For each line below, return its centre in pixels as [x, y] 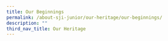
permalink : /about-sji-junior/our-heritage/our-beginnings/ [85, 17]
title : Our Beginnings [35, 12]
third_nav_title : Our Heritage [46, 29]
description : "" [27, 23]
